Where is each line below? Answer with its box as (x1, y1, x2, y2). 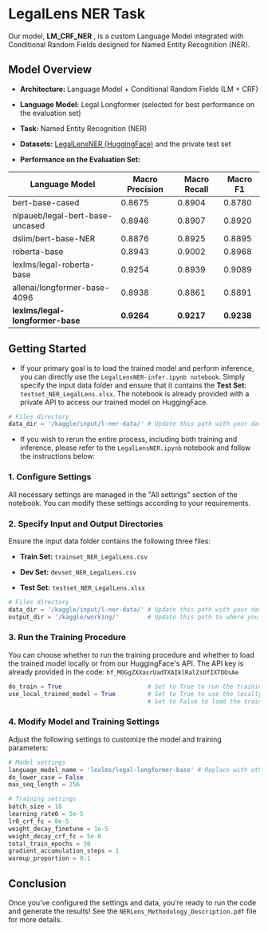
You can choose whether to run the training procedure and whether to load (8, 650, 255, 659)
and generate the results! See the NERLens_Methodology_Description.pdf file (8, 906, 257, 916)
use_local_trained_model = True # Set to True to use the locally (8, 690, 262, 698)
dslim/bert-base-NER (12, 233, 96, 244)
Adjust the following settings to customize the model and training (8, 734, 222, 744)
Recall (184, 183, 209, 194)
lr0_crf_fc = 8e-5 (8, 817, 69, 826)
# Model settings (8, 758, 66, 766)
